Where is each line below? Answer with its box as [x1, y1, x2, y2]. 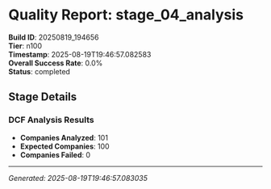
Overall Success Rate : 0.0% [8, 58, 103, 68]
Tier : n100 [8, 40, 43, 50]
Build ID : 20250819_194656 [8, 32, 99, 42]
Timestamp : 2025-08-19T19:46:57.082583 [8, 49, 152, 59]
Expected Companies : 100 [19, 141, 110, 151]
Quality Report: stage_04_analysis [8, 6, 244, 24]
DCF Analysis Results [8, 115, 94, 126]
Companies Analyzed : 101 [19, 132, 109, 142]
